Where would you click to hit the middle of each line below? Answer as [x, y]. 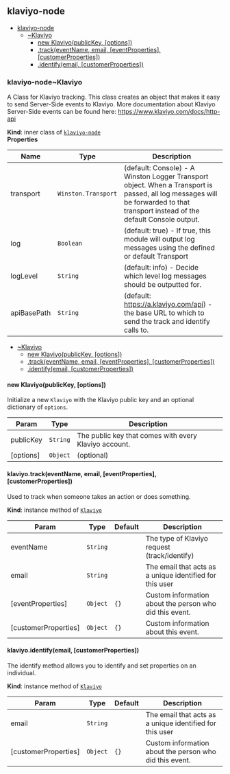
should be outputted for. [163, 285]
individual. [22, 672]
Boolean [70, 244]
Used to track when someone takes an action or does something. [99, 496]
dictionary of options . [38, 407]
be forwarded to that [157, 202]
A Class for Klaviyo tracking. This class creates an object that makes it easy [114, 97]
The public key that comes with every [137, 436]
